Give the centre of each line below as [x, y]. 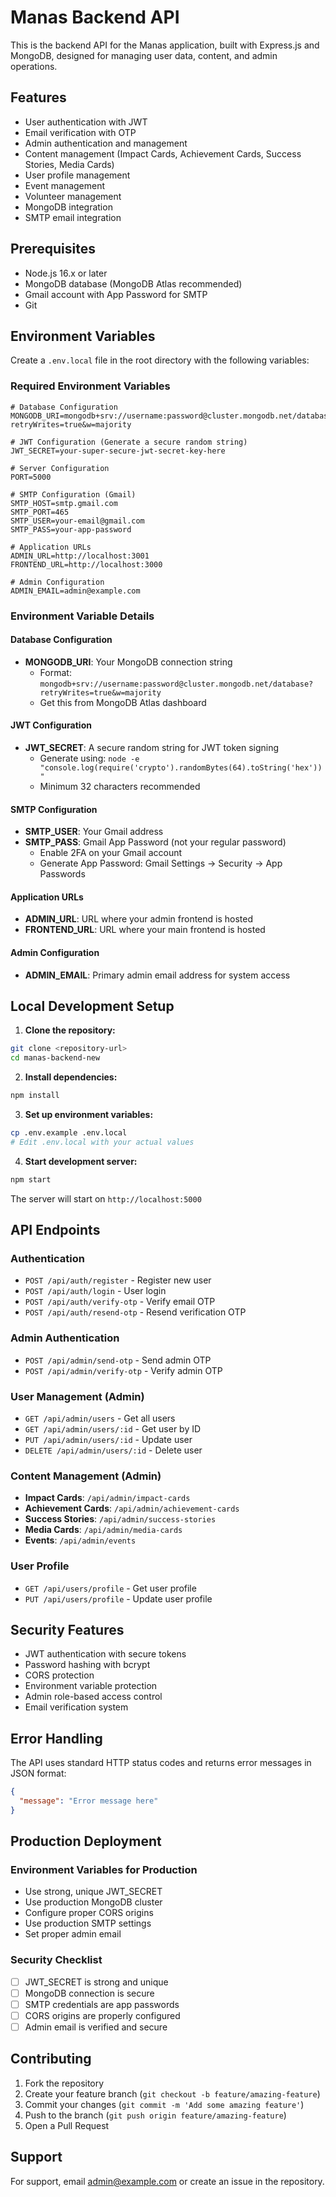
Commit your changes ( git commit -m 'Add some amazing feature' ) [164, 2104]
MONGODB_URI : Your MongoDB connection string [128, 662]
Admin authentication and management [106, 143]
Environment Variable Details [82, 616]
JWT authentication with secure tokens [105, 1654]
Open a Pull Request [67, 2125]
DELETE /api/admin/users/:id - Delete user [113, 1450]
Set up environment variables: [89, 1115]
